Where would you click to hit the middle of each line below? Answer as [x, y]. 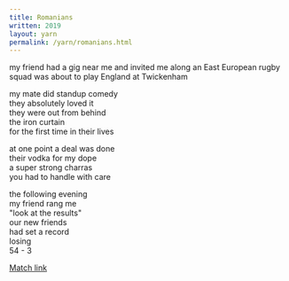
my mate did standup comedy [63, 94]
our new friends [38, 222]
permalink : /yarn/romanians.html [71, 42]
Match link [28, 268]
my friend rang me [43, 204]
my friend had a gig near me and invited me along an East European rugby [145, 67]
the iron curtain [37, 122]
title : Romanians [41, 17]
